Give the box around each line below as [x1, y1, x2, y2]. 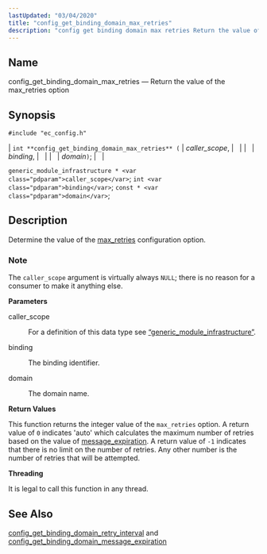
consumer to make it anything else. [8, 281, 123, 290]
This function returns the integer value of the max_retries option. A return [8, 420, 250, 429]
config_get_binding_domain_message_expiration [8, 537, 167, 546]
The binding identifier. [28, 358, 100, 367]
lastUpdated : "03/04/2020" [8, 11, 98, 20]
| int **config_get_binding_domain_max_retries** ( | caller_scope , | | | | [8, 144, 255, 152]
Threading [8, 469, 44, 479]
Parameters [8, 297, 48, 306]
